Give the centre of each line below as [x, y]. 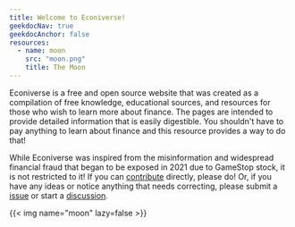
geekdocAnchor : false [50, 34]
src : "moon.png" [56, 59]
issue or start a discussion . [59, 195]
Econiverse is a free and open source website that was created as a [134, 92]
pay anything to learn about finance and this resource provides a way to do [147, 130]
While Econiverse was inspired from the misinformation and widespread [142, 157]
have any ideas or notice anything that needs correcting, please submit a [143, 186]
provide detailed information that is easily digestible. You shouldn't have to [147, 121]
